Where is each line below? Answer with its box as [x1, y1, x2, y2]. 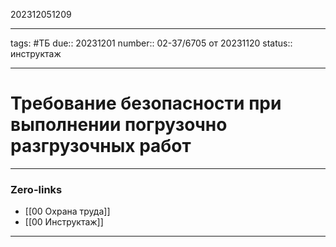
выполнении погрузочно [10, 114, 228, 136]
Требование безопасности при [10, 92, 282, 115]
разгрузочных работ [10, 135, 192, 158]
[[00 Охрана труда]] [24, 205, 111, 218]
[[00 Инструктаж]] [24, 216, 104, 228]
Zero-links [10, 182, 63, 196]
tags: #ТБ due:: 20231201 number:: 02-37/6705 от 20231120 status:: [10, 37, 293, 49]
